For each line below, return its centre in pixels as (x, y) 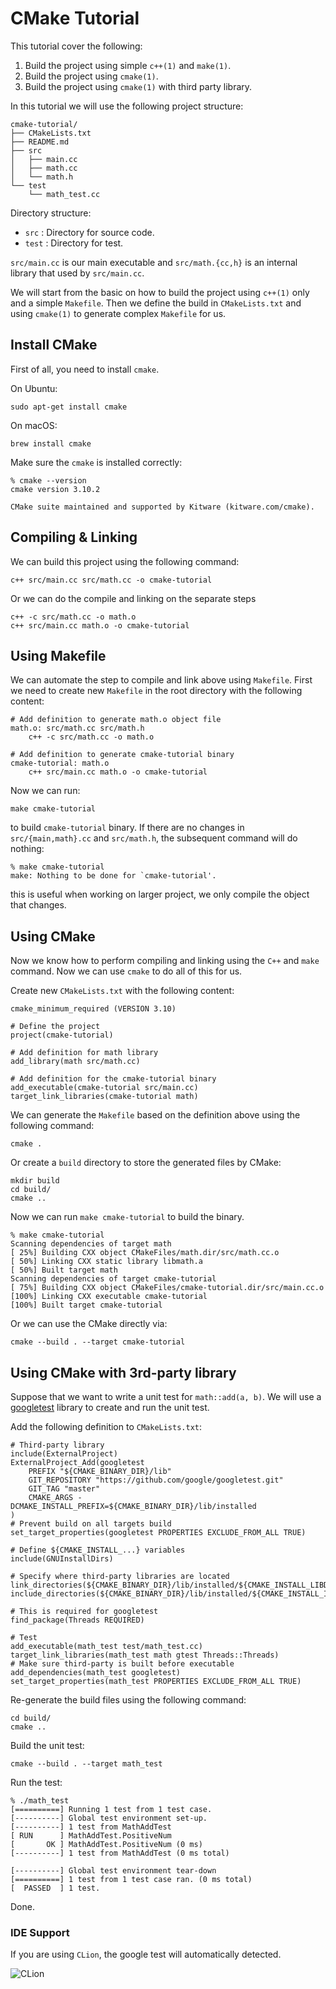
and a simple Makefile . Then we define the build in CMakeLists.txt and (156, 303)
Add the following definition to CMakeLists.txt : (106, 1426)
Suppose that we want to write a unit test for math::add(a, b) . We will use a (166, 1396)
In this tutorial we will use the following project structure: (127, 106)
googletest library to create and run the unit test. (110, 1407)
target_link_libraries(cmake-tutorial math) (104, 1097)
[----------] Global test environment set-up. (109, 1818)
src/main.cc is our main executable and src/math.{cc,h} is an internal (154, 262)
